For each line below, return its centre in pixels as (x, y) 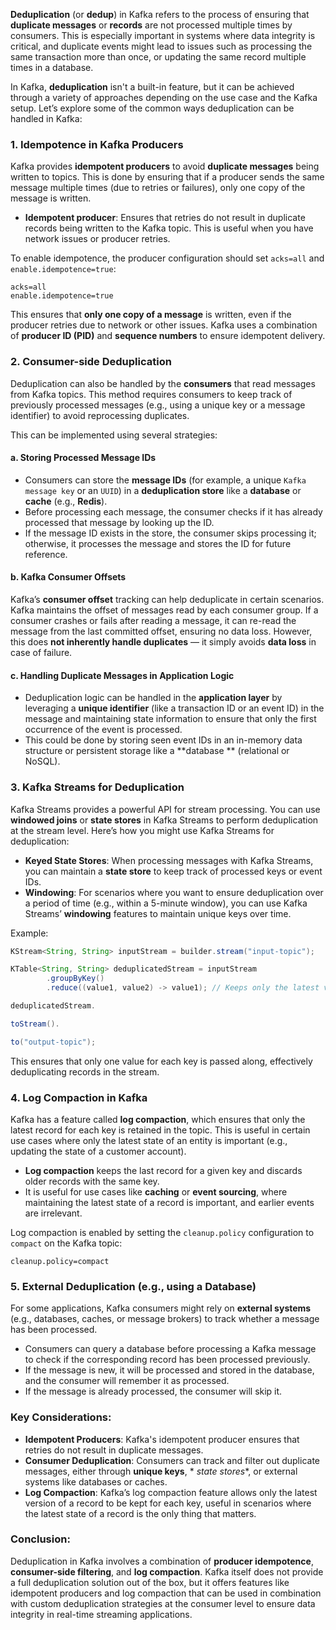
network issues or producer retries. (97, 239)
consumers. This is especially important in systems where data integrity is (163, 35)
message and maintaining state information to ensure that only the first (170, 719)
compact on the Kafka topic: (66, 1243)
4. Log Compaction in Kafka (79, 1097)
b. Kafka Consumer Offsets (68, 577)
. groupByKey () (75, 979)
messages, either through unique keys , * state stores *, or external (161, 1471)
